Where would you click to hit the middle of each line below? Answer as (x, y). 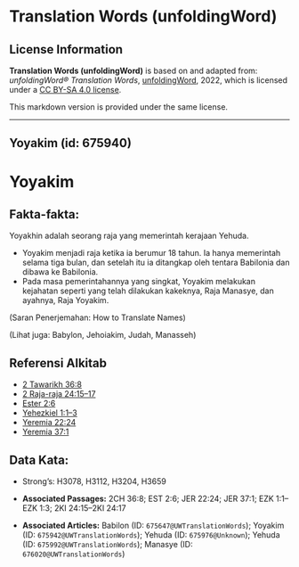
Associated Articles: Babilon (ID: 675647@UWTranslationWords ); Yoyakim (153, 526)
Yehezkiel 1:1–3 (49, 413)
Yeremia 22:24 (49, 423)
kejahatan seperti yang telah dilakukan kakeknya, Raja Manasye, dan (148, 291)
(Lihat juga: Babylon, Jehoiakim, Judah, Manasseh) (103, 335)
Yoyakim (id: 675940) (70, 143)
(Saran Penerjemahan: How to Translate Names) (98, 317)
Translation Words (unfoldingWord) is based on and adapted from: (133, 70)
